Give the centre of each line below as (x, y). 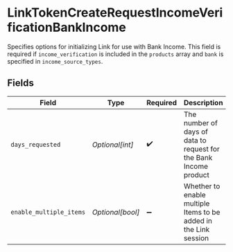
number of (201, 123)
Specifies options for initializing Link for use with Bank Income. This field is (114, 46)
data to (195, 140)
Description (203, 102)
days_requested (36, 144)
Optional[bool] (116, 212)
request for (201, 149)
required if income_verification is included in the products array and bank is (115, 54)
